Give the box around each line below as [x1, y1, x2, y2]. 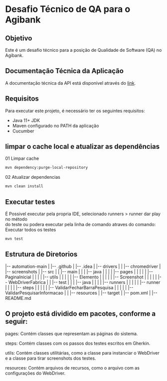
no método [5, 216, 27, 222]
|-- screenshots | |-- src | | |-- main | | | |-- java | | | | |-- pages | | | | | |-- [5, 268, 154, 274]
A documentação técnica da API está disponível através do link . [5, 80, 136, 86]
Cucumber [12, 128, 34, 134]
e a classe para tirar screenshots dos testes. [5, 355, 96, 361]
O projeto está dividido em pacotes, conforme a [5, 310, 156, 318]
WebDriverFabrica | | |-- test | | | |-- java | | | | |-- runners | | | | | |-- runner [8, 279, 161, 285]
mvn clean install [5, 184, 43, 189]
